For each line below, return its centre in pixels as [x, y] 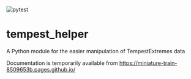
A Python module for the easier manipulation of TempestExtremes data [96, 51]
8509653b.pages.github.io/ [41, 69]
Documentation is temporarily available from [62, 63]
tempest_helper [47, 34]
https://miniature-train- [148, 63]
